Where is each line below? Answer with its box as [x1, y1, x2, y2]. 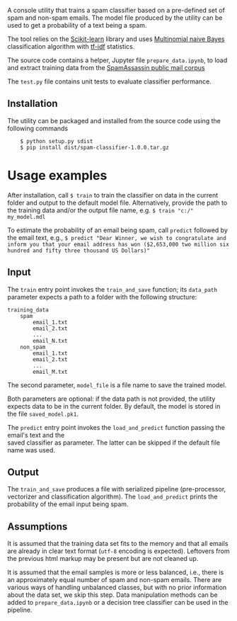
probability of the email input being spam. [7, 500, 129, 508]
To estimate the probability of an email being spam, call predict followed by [7, 226, 229, 234]
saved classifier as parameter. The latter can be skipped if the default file [7, 438, 221, 447]
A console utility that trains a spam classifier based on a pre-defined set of [7, 6, 225, 14]
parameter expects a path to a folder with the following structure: [7, 292, 197, 301]
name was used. [7, 445, 55, 454]
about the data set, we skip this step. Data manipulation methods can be [7, 591, 218, 599]
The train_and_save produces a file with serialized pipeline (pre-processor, [7, 485, 226, 494]
